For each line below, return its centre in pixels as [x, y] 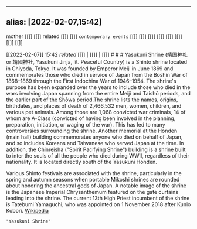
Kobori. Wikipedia [27, 210]
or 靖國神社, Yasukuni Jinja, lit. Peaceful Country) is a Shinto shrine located [97, 61]
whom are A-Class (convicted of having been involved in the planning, [91, 118]
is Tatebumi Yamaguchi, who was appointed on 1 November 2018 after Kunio [98, 204]
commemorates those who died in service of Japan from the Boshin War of [97, 74]
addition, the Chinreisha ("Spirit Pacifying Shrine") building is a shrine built [96, 149]
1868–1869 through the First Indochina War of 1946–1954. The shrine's [91, 81]
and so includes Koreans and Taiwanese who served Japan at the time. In [95, 143]
